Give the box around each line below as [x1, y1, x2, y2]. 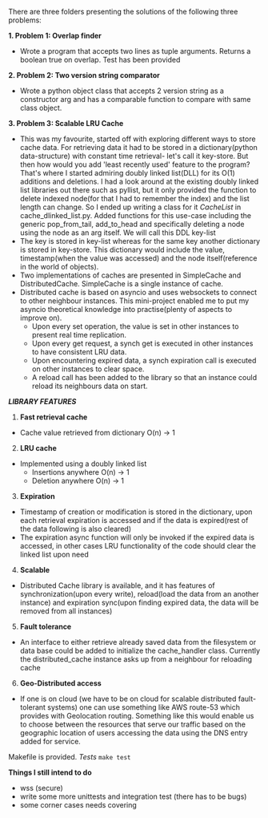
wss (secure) [19, 784, 64, 792]
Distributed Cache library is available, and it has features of [19, 581, 215, 590]
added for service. [19, 737, 82, 746]
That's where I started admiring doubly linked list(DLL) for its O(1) [19, 168, 236, 177]
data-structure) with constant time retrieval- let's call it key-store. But [19, 152, 249, 160]
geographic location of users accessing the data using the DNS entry [19, 728, 248, 737]
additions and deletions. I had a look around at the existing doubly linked [19, 176, 258, 186]
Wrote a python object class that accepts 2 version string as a [19, 86, 224, 95]
